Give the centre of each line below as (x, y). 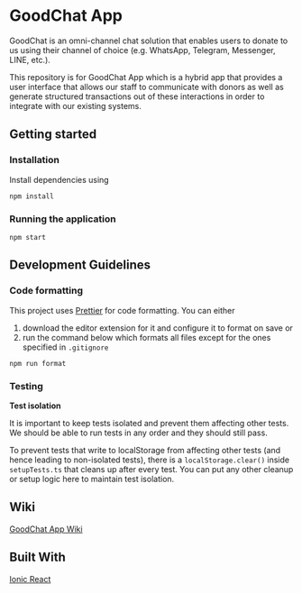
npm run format (38, 363)
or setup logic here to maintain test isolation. (92, 479)
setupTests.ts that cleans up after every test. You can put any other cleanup (151, 469)
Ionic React (30, 579)
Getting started (53, 135)
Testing (26, 386)
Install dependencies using (59, 179)
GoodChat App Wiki (46, 529)
